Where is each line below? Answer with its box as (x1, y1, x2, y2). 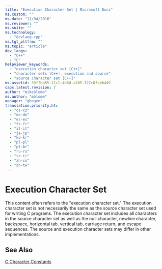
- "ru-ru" (9, 149, 29, 154)
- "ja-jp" (9, 131, 29, 136)
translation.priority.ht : (5, 103, 58, 108)
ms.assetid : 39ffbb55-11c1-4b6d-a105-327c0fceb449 (5, 80, 111, 85)
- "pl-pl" (9, 140, 29, 145)
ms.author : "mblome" (5, 94, 48, 99)
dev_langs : (5, 48, 27, 53)
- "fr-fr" (9, 121, 29, 126)
